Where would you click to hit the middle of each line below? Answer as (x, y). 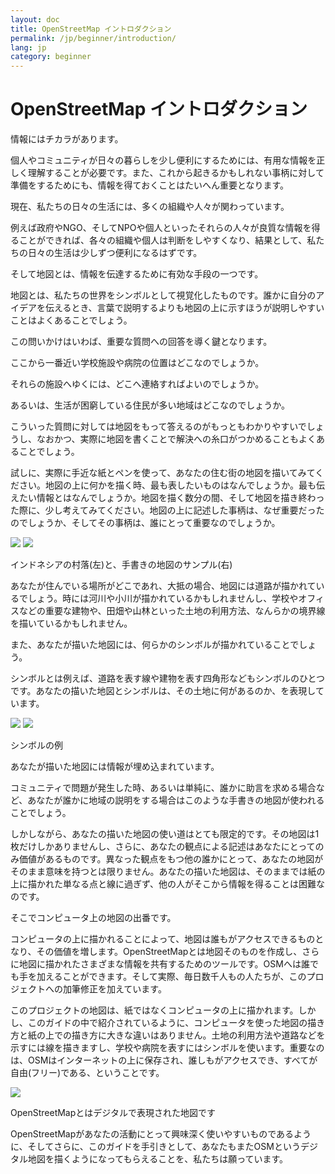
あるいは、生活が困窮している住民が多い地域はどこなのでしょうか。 (150, 405)
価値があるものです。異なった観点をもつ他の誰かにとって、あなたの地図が (171, 859)
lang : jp (28, 47)
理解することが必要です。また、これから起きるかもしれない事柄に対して (176, 173)
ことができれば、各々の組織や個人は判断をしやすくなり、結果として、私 (167, 240)
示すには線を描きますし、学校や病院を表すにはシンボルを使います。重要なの (167, 1048)
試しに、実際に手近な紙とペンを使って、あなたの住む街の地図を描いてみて (163, 473)
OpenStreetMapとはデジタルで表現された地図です (113, 1113)
